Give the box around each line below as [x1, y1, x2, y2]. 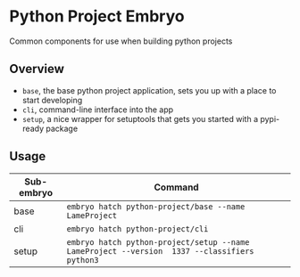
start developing [21, 94, 83, 105]
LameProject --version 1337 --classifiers [66, 246, 254, 256]
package [46, 123, 79, 134]
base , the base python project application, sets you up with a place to [21, 85, 277, 95]
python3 [66, 255, 100, 265]
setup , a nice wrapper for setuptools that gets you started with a [21, 113, 259, 124]
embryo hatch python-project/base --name [66, 201, 246, 211]
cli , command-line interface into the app [21, 104, 174, 115]
